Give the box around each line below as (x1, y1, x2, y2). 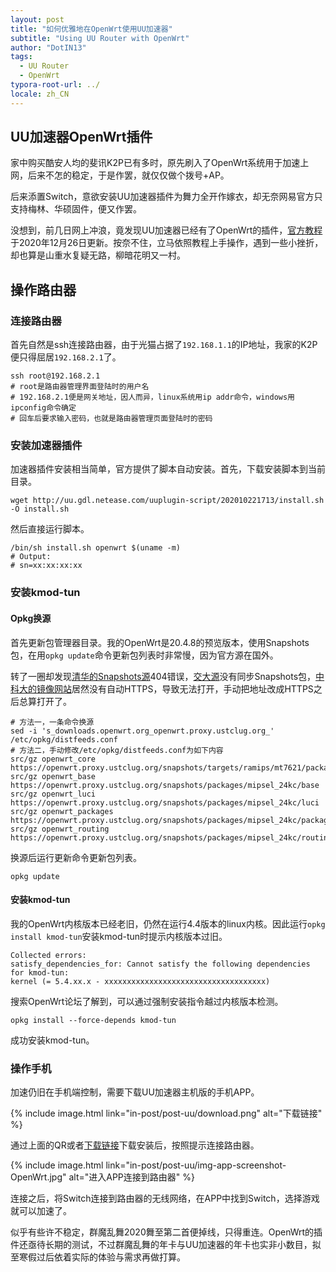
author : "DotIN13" (10, 42, 87, 53)
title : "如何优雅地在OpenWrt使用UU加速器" (10, 24, 173, 34)
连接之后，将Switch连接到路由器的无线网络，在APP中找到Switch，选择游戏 (10, 1192, 320, 1205)
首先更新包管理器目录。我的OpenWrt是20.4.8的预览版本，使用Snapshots (10, 636, 310, 648)
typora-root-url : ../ (10, 80, 101, 90)
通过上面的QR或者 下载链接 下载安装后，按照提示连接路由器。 (10, 1139, 260, 1151)
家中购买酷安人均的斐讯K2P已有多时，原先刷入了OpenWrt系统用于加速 (10, 157, 301, 169)
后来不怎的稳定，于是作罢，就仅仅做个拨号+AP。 (27, 169, 230, 181)
